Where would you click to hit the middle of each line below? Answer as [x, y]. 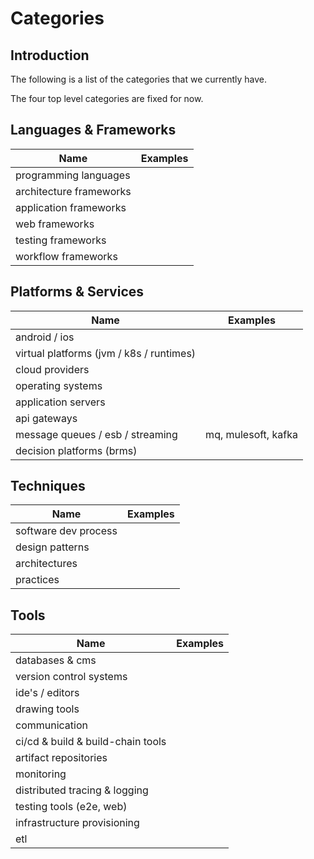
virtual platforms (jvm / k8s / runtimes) [106, 353]
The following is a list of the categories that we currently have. [139, 79]
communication [51, 725]
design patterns [52, 547]
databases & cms [56, 660]
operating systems [59, 385]
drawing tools [47, 709]
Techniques [48, 486]
